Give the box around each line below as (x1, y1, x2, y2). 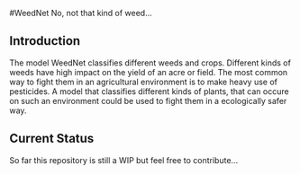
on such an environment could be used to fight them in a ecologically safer (9, 95, 287, 106)
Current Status (9, 131, 95, 146)
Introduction (9, 33, 81, 48)
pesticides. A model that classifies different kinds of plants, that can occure (9, 85, 290, 97)
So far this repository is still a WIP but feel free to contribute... (9, 154, 239, 165)
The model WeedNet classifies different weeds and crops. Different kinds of (9, 57, 291, 68)
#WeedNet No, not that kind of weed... (9, 8, 152, 18)
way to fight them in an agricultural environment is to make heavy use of (9, 76, 277, 87)
